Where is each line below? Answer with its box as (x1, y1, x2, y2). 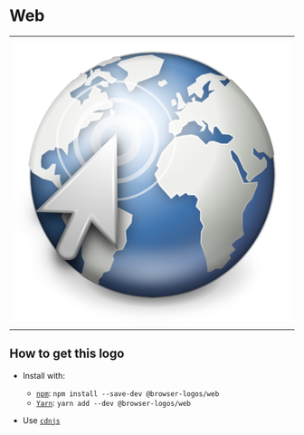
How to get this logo (9, 346, 125, 362)
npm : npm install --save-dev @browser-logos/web (35, 387, 220, 399)
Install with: (22, 370, 66, 381)
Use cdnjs (22, 414, 61, 426)
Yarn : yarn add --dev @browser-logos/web (35, 397, 192, 408)
